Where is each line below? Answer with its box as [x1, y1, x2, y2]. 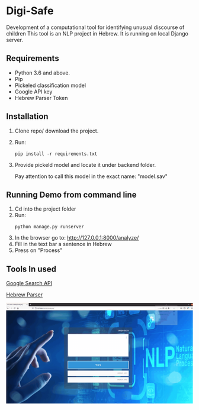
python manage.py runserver [14, 224, 84, 230]
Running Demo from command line [6, 189, 137, 199]
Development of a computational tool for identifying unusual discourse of [6, 24, 185, 31]
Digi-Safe [6, 4, 54, 18]
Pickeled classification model [14, 82, 86, 89]
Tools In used [6, 264, 57, 274]
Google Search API [6, 280, 53, 287]
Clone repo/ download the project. [14, 127, 99, 134]
